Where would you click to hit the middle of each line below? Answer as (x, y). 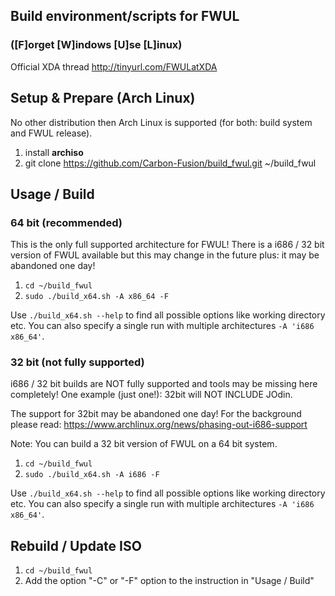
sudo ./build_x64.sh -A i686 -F (92, 475)
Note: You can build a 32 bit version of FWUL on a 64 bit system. (144, 444)
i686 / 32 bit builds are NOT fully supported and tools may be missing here (164, 384)
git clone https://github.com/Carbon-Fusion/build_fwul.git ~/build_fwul (170, 163)
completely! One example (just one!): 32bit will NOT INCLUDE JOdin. (151, 395)
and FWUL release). (51, 133)
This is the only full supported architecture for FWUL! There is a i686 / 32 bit (167, 245)
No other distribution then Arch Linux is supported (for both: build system (161, 122)
